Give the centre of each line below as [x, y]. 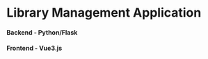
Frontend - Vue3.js [34, 48]
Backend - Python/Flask [42, 32]
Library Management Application [104, 13]
